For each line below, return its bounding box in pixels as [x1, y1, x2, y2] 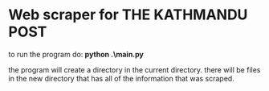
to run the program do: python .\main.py [8, 49, 145, 59]
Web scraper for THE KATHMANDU [8, 6, 248, 24]
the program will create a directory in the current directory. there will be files [8, 64, 261, 74]
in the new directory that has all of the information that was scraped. [8, 73, 234, 83]
